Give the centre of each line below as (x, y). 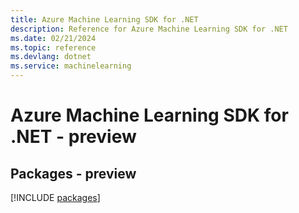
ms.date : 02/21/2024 (53, 38)
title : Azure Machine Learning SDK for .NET (104, 19)
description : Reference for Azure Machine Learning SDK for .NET (149, 29)
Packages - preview (73, 173)
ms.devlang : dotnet (51, 57)
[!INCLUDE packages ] (55, 197)
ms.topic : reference (53, 47)
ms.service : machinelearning (71, 66)
